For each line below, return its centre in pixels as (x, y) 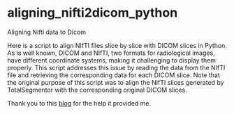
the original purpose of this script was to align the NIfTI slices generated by (116, 82)
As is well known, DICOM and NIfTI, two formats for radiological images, (111, 53)
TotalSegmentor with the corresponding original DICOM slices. (97, 90)
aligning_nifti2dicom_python (93, 13)
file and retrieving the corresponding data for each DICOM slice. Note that (114, 75)
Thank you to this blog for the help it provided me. (79, 103)
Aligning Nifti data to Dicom (46, 32)
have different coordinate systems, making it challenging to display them (112, 60)
